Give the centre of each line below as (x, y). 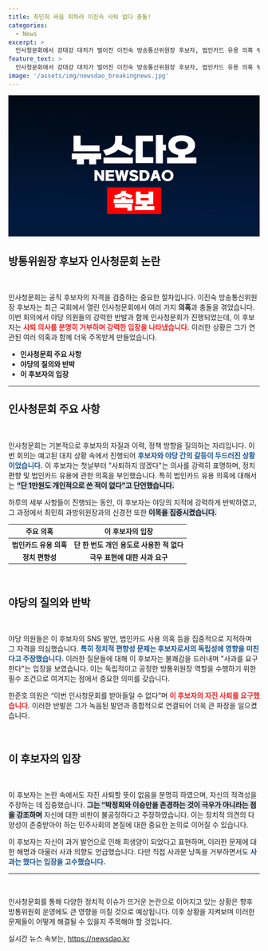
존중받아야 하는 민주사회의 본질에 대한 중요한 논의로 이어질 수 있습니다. (139, 825)
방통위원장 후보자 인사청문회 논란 (85, 261)
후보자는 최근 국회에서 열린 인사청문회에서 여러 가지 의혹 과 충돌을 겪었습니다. (136, 307)
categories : (28, 25)
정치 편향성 (40, 557)
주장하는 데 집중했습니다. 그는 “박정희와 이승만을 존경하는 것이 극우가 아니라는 (128, 805)
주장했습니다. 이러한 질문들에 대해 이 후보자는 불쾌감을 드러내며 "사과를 (133, 659)
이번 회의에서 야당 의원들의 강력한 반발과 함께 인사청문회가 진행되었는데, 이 (124, 317)
